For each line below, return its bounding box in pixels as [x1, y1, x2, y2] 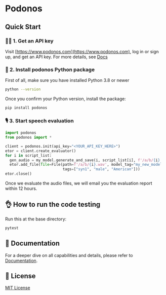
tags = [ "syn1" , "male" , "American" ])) [62, 167, 140, 172]
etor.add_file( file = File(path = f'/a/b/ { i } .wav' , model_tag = [9, 162, 134, 167]
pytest [5, 225, 19, 230]
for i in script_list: [5, 153, 52, 158]
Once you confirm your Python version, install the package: [5, 96, 126, 102]
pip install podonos [5, 106, 48, 111]
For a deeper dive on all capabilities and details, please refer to [5, 252, 133, 258]
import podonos [5, 130, 37, 136]
